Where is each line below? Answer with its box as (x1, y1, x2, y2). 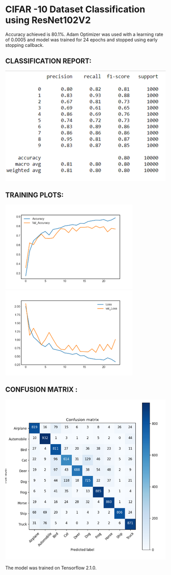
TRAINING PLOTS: (5, 191, 64, 200)
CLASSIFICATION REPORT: (5, 57, 92, 66)
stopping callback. (5, 42, 44, 48)
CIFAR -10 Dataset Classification (5, 4, 146, 15)
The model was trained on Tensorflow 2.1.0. (5, 564, 97, 571)
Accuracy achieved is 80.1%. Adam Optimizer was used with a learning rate (5, 31, 164, 37)
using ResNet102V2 (5, 14, 91, 26)
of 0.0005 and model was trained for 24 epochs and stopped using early (5, 37, 158, 43)
